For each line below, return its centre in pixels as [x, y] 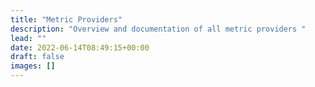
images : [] [33, 66]
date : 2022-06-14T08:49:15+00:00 [80, 47]
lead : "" [28, 38]
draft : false [37, 57]
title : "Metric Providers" [66, 19]
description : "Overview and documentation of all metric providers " [158, 29]
